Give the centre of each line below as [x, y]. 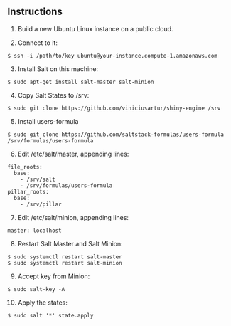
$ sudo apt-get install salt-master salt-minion [81, 82]
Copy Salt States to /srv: [53, 95]
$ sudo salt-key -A [36, 289]
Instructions [35, 12]
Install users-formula [48, 121]
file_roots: [25, 167]
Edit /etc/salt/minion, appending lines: [73, 217]
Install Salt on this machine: [58, 69]
